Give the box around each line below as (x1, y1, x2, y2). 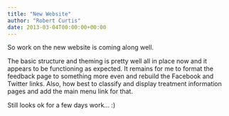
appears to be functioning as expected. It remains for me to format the (7, 65, 213, 73)
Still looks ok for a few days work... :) (7, 101, 116, 110)
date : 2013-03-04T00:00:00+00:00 (7, 23, 107, 31)
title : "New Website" (7, 10, 72, 18)
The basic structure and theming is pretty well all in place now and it (7, 57, 208, 65)
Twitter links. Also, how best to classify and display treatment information (7, 80, 223, 88)
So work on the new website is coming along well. (7, 43, 154, 52)
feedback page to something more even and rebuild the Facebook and (7, 72, 214, 80)
